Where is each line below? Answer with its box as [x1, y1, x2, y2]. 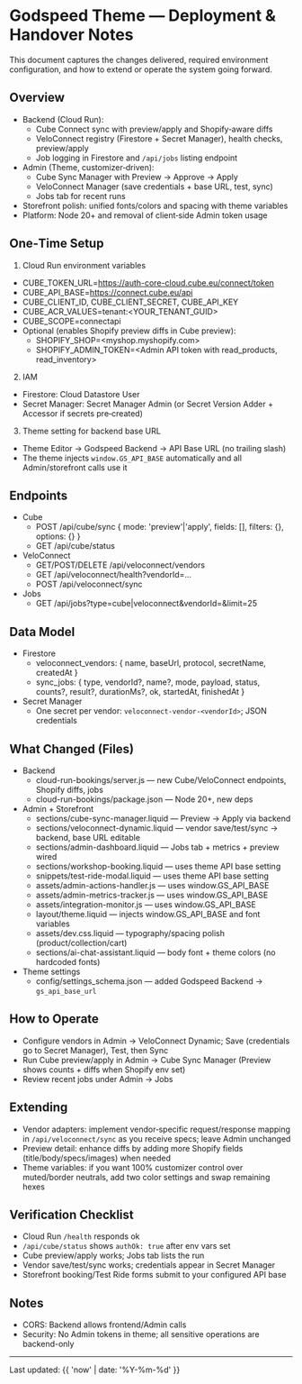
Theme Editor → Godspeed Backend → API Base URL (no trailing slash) [22, 442, 287, 453]
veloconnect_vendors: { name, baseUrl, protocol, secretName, [35, 658, 267, 669]
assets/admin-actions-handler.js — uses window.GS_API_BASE [35, 880, 270, 890]
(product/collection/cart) [35, 938, 128, 948]
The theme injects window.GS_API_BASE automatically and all [22, 452, 243, 463]
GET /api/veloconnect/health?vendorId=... [35, 569, 191, 580]
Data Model [9, 624, 75, 640]
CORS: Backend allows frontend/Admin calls [22, 1319, 187, 1330]
